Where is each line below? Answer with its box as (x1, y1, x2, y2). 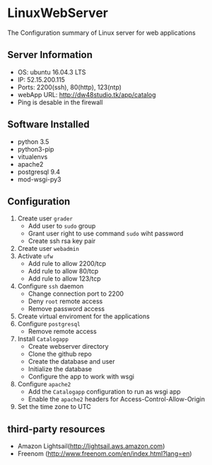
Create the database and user (28, 357, 115, 366)
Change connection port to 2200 (28, 289, 124, 298)
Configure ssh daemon (17, 282, 84, 291)
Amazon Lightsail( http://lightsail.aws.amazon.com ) (17, 442, 165, 451)
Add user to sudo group (28, 222, 96, 230)
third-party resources (7, 423, 105, 435)
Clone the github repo (28, 349, 92, 359)
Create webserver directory (28, 342, 109, 351)
